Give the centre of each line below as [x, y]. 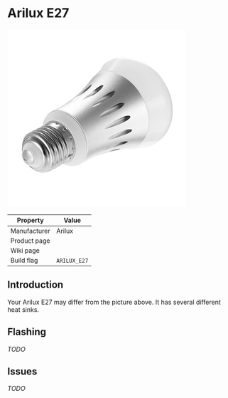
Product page [30, 241]
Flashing [27, 332]
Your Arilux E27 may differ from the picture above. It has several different [114, 302]
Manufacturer [31, 231]
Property [30, 220]
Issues [22, 371]
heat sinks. [23, 309]
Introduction [36, 285]
